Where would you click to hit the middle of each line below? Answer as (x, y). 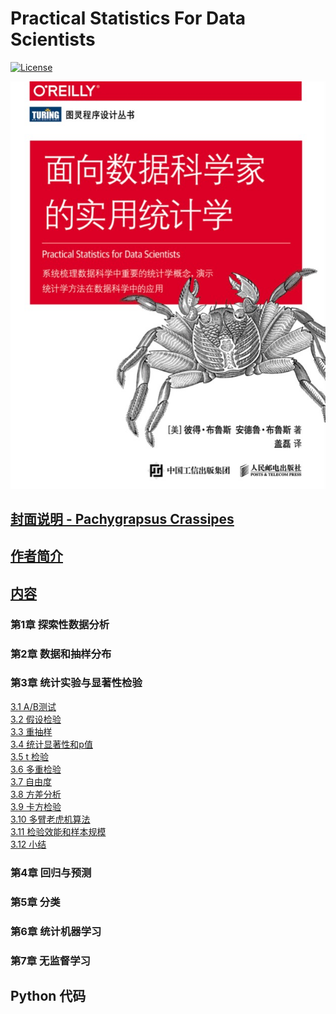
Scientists (53, 39)
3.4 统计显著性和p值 (51, 744)
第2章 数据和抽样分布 (61, 654)
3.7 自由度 (31, 781)
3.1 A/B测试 (33, 706)
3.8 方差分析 (36, 794)
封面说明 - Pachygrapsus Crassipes (122, 518)
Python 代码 (48, 995)
